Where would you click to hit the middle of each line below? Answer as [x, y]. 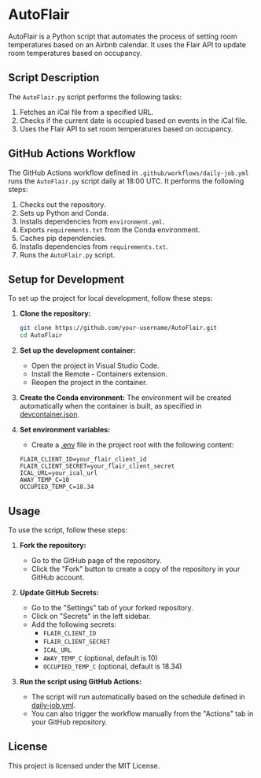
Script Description [54, 78]
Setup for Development [66, 279]
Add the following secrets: [74, 624]
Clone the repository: [55, 313]
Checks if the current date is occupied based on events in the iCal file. [133, 120]
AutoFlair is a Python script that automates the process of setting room [123, 36]
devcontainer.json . [50, 414]
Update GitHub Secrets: [59, 592]
